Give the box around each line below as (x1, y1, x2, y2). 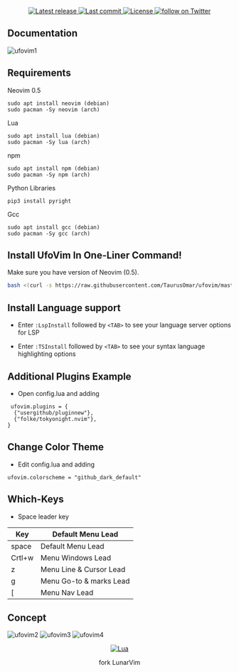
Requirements (7, 67, 71, 79)
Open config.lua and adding (17, 389, 100, 397)
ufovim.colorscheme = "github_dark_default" (7, 474, 142, 481)
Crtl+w (11, 553, 34, 563)
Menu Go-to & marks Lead (40, 576, 130, 586)
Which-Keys (7, 493, 64, 506)
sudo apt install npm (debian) (7, 165, 100, 172)
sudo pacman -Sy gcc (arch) (7, 230, 91, 237)
